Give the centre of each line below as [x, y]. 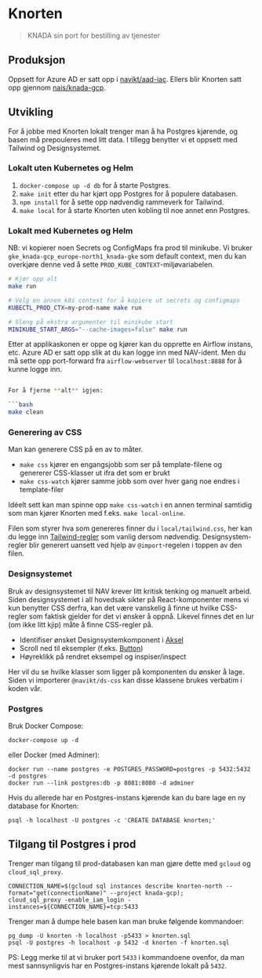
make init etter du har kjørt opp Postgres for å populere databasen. [129, 193]
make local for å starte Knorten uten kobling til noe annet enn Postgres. [135, 210]
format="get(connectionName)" [58, 893]
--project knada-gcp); [147, 893]
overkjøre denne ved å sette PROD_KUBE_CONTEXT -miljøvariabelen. [111, 265]
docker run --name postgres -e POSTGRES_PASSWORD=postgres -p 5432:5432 [129, 769]
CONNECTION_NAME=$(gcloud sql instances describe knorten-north [115, 886]
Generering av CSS [45, 432]
